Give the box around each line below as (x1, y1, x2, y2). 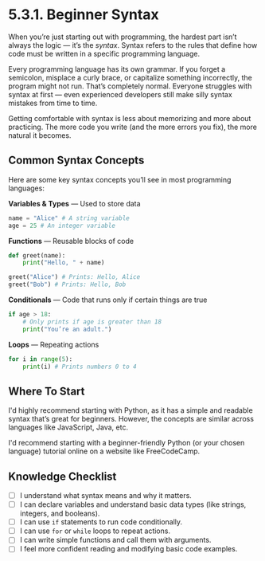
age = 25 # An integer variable (8, 222, 115, 229)
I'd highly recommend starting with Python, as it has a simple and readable (8, 406, 253, 415)
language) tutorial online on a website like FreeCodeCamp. (8, 446, 201, 456)
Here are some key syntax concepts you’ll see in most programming (8, 175, 232, 184)
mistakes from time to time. (8, 98, 98, 108)
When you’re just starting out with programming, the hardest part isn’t (8, 32, 237, 41)
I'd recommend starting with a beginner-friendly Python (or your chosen (8, 438, 245, 448)
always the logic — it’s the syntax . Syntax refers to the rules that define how (8, 40, 258, 49)
